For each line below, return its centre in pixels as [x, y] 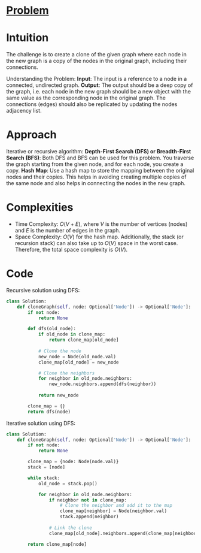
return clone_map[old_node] [84, 340]
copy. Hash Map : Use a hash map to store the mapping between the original [100, 171]
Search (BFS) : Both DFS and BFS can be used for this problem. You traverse [100, 158]
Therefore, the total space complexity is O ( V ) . [71, 250]
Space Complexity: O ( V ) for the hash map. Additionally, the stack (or [99, 237]
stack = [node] [47, 467]
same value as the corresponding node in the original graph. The [86, 98]
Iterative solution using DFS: [41, 423]
